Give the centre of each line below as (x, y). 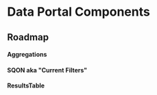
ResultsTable (26, 85)
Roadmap (28, 37)
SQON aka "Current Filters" (47, 70)
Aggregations (27, 55)
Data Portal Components (79, 12)
